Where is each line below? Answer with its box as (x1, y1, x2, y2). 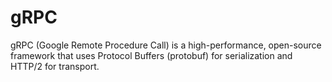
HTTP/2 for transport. (10, 60, 100, 72)
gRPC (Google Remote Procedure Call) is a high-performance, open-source (10, 39, 322, 51)
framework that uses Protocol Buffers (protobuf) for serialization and (10, 49, 293, 61)
